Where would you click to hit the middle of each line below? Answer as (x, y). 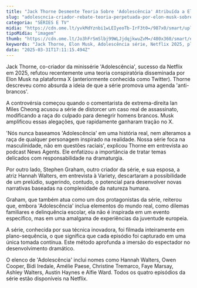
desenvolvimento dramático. (40, 248)
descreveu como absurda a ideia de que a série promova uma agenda (91, 85)
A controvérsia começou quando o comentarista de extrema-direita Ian (92, 103)
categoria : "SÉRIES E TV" (38, 22)
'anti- (183, 85)
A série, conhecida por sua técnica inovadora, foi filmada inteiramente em (95, 229)
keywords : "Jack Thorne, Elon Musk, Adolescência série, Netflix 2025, (95, 45)
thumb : (14, 39)
